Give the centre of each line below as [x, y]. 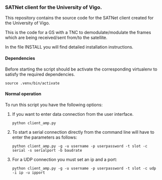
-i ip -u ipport [28, 172]
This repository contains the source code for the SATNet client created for [80, 18]
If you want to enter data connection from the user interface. [73, 114]
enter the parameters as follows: [45, 137]
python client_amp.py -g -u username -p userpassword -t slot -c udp [84, 168]
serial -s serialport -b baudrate [47, 150]
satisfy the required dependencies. [40, 74]
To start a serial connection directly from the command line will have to [83, 132]
